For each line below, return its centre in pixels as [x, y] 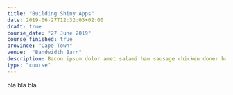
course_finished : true [40, 40]
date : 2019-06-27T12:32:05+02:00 [55, 20]
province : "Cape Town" [40, 46]
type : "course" [29, 65]
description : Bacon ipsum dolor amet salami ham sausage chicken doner [113, 59]
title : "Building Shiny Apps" [51, 14]
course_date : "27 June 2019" [49, 33]
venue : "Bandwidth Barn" [44, 53]
